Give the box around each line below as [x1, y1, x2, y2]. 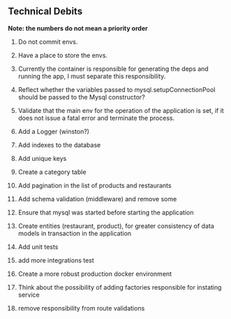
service [17, 290, 40, 299]
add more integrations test [17, 256, 95, 264]
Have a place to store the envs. [17, 51, 107, 59]
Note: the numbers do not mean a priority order [8, 24, 149, 32]
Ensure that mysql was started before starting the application [17, 208, 194, 217]
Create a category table [17, 167, 87, 176]
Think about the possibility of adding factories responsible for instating [17, 283, 222, 291]
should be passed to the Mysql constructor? [17, 93, 145, 101]
